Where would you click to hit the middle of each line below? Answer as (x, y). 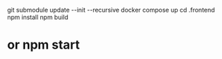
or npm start (44, 45)
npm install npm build (38, 17)
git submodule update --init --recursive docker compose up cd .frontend (111, 10)
